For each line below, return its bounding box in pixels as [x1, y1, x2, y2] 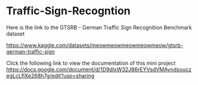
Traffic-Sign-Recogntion [6, 4, 131, 18]
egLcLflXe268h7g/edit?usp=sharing [6, 72, 95, 79]
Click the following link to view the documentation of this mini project [6, 59, 176, 67]
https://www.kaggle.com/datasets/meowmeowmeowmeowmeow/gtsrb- [6, 42, 184, 49]
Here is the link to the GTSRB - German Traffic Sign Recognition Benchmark [6, 24, 192, 31]
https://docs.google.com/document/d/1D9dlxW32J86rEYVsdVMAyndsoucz [6, 65, 192, 73]
